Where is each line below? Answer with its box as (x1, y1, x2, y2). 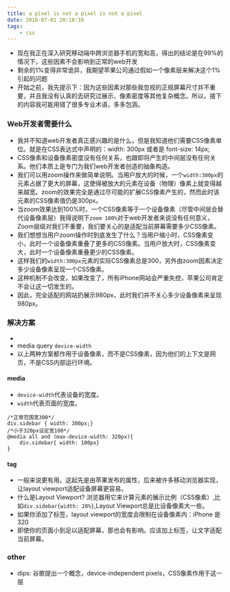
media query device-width (16, 341, 92, 350)
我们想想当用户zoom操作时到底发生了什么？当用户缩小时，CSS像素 (16, 231, 208, 239)
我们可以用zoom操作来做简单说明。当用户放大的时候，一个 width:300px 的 (16, 170, 224, 179)
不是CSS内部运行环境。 (29, 358, 96, 366)
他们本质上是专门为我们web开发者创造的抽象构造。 (29, 162, 174, 170)
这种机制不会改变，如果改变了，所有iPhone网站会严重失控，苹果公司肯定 (16, 273, 224, 282)
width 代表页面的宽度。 (16, 399, 81, 407)
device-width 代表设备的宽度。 (16, 391, 103, 399)
